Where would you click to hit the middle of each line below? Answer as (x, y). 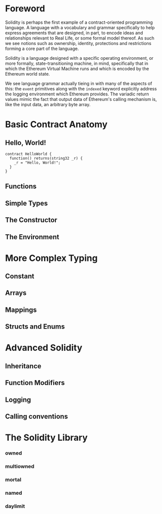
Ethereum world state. (28, 74)
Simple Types (26, 203)
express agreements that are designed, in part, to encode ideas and (74, 33)
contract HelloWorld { (28, 154)
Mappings (21, 310)
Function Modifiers (35, 383)
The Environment (32, 237)
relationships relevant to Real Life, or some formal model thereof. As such (80, 38)
